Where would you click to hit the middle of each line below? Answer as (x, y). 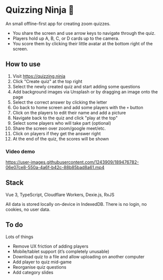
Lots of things (20, 237)
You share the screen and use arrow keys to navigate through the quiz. (84, 33)
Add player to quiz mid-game (42, 262)
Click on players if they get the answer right (57, 133)
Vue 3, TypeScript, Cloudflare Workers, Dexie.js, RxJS (60, 195)
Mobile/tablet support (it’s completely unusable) (61, 251)
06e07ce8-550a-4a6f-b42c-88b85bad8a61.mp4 (55, 168)
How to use (23, 64)
